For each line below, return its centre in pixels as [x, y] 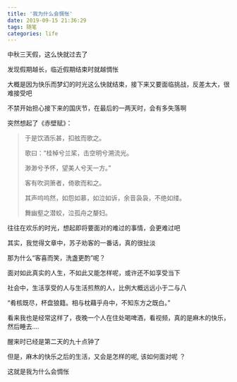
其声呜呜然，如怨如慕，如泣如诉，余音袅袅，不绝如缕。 [105, 198]
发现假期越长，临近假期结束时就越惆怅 [63, 69]
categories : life [33, 33]
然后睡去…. [24, 327]
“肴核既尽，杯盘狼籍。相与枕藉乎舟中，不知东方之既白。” [89, 303]
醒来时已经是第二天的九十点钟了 [54, 342]
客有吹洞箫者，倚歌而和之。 [65, 183]
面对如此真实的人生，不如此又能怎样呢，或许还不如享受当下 [94, 273]
